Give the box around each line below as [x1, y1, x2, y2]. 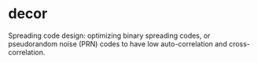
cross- [228, 39, 250, 48]
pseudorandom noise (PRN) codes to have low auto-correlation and [8, 39, 227, 48]
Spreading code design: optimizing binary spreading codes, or [8, 31, 211, 40]
